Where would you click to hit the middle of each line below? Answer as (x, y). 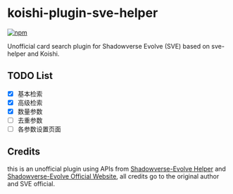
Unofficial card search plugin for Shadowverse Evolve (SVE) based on (108, 46)
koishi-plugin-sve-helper (83, 13)
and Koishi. (43, 54)
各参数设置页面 (39, 129)
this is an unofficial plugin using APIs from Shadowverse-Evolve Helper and (117, 169)
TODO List (30, 76)
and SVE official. (31, 183)
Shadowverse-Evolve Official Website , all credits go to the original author (113, 176)
